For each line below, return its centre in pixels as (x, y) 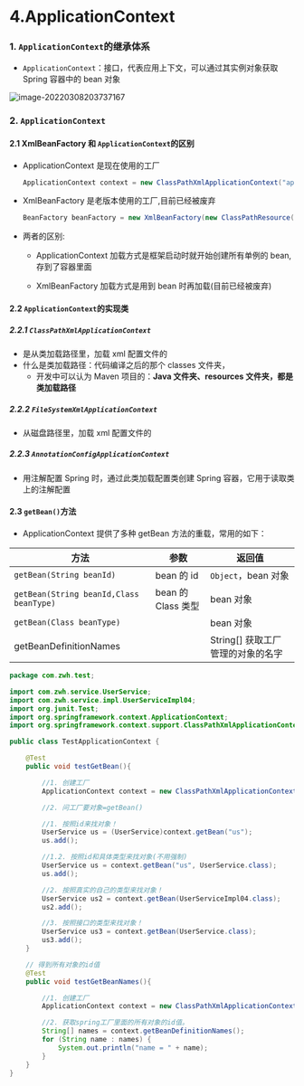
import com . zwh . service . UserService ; (81, 692)
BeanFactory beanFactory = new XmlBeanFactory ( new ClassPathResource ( (158, 218)
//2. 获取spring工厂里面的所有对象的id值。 (115, 1023)
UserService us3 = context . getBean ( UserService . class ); (149, 932)
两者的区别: (43, 236)
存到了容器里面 (64, 267)
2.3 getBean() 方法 (43, 512)
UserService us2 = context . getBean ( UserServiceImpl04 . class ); (161, 898)
